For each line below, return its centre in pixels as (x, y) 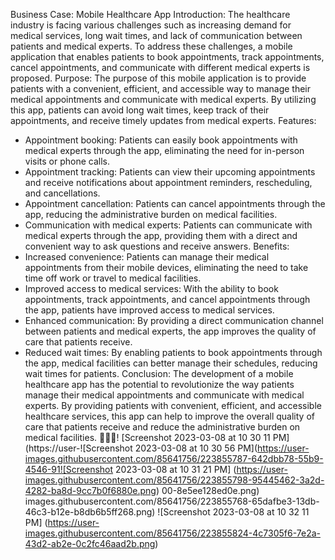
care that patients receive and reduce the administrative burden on (162, 427)
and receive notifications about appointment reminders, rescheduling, (168, 182)
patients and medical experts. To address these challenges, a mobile (151, 46)
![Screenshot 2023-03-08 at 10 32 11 (233, 512)
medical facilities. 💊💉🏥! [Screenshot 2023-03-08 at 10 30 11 (147, 437)
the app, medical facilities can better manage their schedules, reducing (171, 363)
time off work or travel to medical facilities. (113, 278)
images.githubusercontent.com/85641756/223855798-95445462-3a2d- (174, 480)
